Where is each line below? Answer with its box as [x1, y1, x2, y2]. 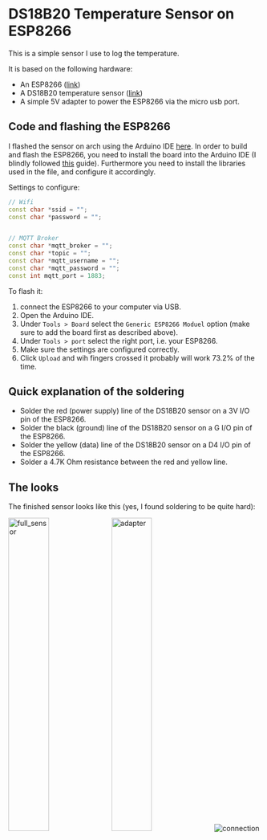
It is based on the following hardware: [8, 63, 133, 73]
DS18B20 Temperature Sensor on [8, 5, 235, 23]
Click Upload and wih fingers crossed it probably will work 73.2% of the [19, 353, 255, 362]
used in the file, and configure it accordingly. [8, 166, 156, 177]
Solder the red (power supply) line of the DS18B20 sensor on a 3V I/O [19, 406, 250, 416]
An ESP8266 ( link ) [19, 80, 81, 89]
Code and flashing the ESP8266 [8, 120, 171, 133]
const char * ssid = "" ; [8, 206, 88, 214]
